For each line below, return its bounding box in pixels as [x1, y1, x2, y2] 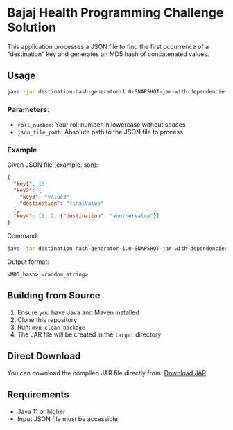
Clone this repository [17, 315, 78, 323]
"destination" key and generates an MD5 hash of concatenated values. [7, 50, 209, 58]
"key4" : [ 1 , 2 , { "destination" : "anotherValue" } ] [13, 213, 159, 220]
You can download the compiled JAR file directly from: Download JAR [7, 368, 207, 377]
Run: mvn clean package [17, 323, 85, 331]
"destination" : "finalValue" [19, 199, 104, 207]
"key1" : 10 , [13, 181, 49, 188]
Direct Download [7, 350, 81, 362]
